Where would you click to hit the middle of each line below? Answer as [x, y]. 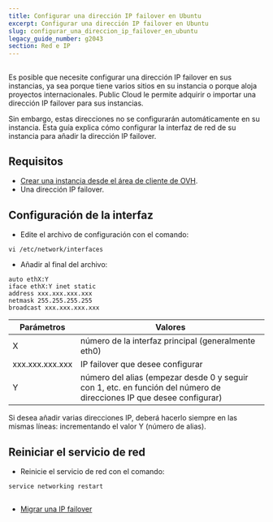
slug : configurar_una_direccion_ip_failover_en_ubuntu [103, 31]
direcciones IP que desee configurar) [151, 398]
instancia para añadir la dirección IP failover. [82, 136]
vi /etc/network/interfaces [56, 250]
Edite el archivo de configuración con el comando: [104, 235]
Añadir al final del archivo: [64, 265]
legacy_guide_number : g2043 [56, 39]
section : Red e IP [39, 46]
